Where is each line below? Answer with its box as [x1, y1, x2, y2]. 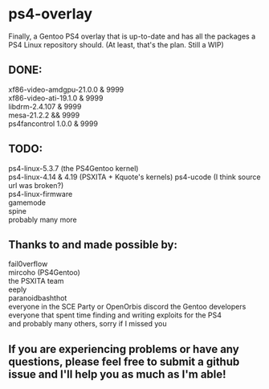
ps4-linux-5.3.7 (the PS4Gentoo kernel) [8, 163, 139, 173]
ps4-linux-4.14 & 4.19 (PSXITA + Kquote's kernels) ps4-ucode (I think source [8, 172, 261, 182]
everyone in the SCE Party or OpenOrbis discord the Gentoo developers [8, 302, 247, 312]
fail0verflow [8, 259, 48, 269]
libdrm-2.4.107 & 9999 [8, 101, 82, 111]
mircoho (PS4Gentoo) [8, 268, 80, 277]
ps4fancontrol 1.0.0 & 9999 [8, 118, 99, 129]
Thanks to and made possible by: [8, 238, 178, 252]
